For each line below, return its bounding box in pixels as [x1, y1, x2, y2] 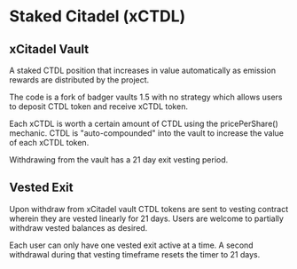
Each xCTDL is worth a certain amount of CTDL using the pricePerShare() [9, 118, 279, 129]
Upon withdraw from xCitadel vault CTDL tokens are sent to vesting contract [9, 203, 289, 214]
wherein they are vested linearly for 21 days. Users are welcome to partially [9, 213, 284, 224]
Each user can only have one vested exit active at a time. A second [9, 240, 254, 250]
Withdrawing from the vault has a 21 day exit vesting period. [9, 154, 229, 165]
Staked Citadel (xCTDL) [9, 6, 186, 27]
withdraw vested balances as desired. [9, 222, 148, 233]
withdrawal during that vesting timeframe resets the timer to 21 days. [9, 249, 261, 259]
